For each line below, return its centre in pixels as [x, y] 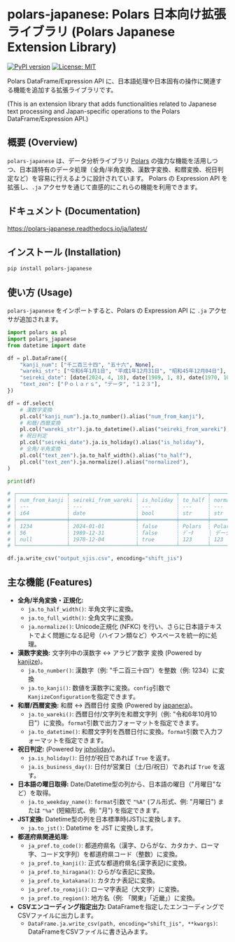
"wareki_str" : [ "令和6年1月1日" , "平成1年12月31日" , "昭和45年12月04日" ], [123, 371]
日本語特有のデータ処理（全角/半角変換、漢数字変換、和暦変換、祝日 [119, 169]
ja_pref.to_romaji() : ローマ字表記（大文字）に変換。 [105, 889]
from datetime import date [47, 345]
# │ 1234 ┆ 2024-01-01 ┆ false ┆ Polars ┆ [109, 526]
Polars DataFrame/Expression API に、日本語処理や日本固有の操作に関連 [112, 81]
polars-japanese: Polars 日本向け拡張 [116, 14]
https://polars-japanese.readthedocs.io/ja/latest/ [78, 228]
